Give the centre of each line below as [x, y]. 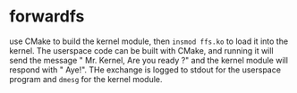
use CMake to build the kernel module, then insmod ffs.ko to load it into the [149, 41]
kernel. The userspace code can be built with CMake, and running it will [142, 50]
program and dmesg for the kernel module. [86, 79]
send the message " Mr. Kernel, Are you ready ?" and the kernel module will [149, 60]
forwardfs [47, 17]
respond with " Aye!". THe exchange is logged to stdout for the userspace [145, 70]
